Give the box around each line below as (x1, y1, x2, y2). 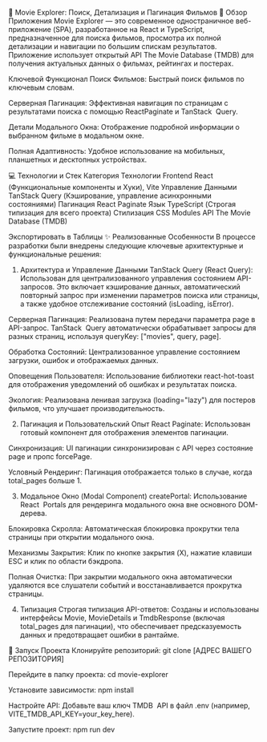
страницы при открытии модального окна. (8, 533, 155, 542)
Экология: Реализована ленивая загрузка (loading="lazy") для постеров (8, 395, 256, 405)
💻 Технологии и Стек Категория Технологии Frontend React (8, 171, 214, 180)
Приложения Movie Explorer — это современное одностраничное (8, 16, 234, 26)
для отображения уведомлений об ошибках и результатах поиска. (8, 380, 237, 389)
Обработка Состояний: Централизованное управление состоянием (8, 347, 241, 357)
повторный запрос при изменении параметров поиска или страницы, (19, 291, 261, 300)
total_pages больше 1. (8, 476, 83, 485)
